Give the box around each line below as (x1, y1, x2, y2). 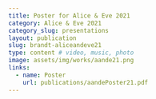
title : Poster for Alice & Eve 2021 (8, 11, 130, 20)
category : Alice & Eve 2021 (8, 19, 102, 27)
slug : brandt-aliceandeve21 (8, 42, 102, 49)
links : (8, 64, 30, 72)
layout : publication (8, 34, 78, 42)
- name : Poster (15, 71, 66, 79)
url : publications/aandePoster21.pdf (22, 78, 149, 86)
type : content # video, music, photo (8, 49, 134, 57)
